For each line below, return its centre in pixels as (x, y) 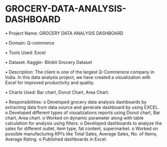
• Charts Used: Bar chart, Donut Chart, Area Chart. (57, 92)
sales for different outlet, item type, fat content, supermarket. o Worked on (82, 128)
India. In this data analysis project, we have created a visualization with (78, 77)
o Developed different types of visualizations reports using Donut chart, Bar (83, 112)
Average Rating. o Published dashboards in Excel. (56, 139)
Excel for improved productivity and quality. (50, 82)
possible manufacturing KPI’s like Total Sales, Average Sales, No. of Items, (82, 133)
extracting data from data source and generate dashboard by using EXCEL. (82, 107)
